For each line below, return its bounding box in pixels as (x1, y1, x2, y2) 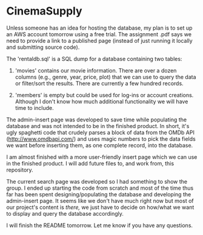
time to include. (15, 104, 55, 111)
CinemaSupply (6, 4, 83, 18)
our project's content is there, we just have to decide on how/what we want (6, 204, 195, 211)
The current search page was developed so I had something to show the (6, 178, 188, 185)
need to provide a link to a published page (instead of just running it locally (6, 37, 193, 44)
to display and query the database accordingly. (6, 210, 124, 217)
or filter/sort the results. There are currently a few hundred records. (15, 80, 184, 87)
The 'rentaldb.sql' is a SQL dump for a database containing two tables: (6, 55, 182, 62)
